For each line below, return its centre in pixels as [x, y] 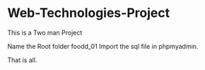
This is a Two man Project [45, 33]
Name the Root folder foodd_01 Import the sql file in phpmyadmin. [103, 46]
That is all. [22, 60]
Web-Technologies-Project [89, 13]
